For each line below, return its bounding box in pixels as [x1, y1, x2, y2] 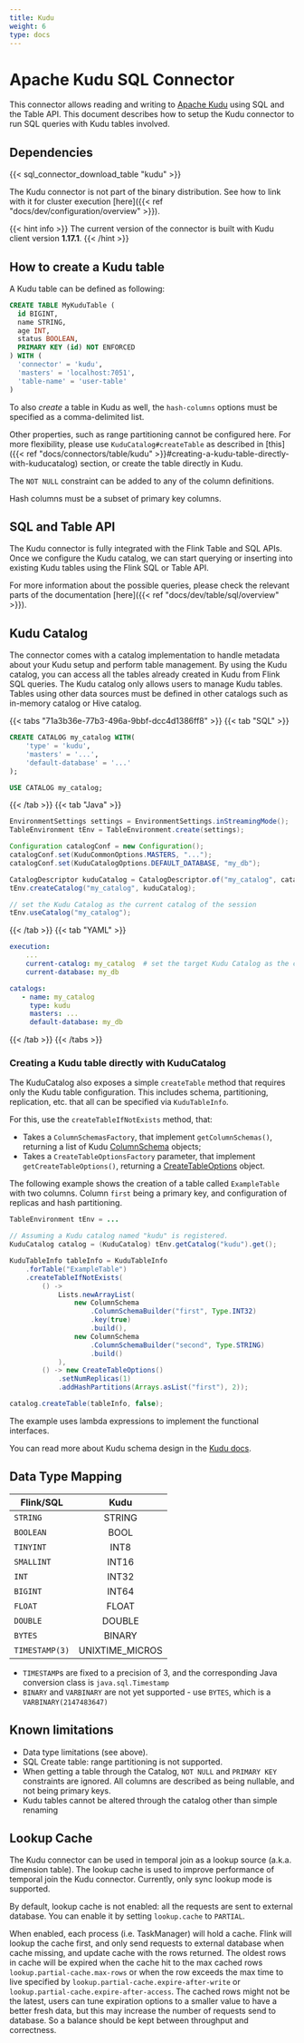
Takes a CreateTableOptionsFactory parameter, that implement [22, 1151, 256, 1162]
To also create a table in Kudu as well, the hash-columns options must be [9, 401, 278, 413]
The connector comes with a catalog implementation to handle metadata [9, 650, 280, 660]
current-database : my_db [25, 967, 119, 976]
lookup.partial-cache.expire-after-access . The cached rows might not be [9, 1986, 290, 1997]
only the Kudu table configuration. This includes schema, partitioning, [9, 1087, 269, 1098]
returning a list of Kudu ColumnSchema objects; [22, 1141, 202, 1152]
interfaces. [9, 1425, 50, 1436]
